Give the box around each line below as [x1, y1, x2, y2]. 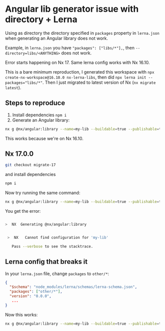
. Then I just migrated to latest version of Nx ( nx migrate [42, 79, 156, 85]
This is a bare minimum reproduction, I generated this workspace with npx [5, 69, 155, 75]
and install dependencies [5, 172, 56, 178]
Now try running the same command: [5, 190, 81, 196]
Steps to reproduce [5, 99, 65, 107]
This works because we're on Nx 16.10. [5, 135, 83, 141]
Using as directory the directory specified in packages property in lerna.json [5, 30, 160, 36]
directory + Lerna [5, 14, 78, 25]
